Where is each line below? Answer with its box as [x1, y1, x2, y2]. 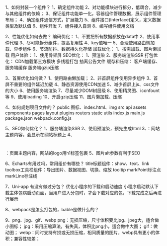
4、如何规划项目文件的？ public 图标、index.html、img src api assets [5, 104, 147, 110]
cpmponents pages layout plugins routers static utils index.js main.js [5, 110, 145, 116]
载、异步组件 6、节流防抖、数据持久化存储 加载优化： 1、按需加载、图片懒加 [5, 46, 162, 52]
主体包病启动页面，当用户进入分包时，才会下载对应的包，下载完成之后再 [9, 190, 158, 196]
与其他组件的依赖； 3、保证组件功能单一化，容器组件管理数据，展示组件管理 [5, 10, 162, 16]
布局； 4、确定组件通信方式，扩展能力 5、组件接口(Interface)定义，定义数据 [5, 17, 161, 22]
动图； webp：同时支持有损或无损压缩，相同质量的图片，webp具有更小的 [5, 230, 156, 236]
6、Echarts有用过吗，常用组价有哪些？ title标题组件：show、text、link [5, 161, 150, 166]
